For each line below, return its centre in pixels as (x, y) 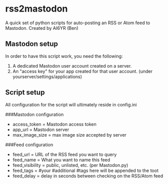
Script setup (25, 93)
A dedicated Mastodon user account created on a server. (72, 66)
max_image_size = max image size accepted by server (69, 135)
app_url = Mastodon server (41, 130)
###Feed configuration (29, 145)
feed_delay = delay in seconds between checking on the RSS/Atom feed (88, 176)
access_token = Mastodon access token (55, 124)
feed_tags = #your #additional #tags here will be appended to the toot (86, 170)
